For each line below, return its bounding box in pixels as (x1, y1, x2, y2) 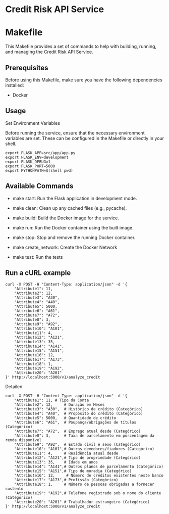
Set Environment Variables (5, 120, 61, 126)
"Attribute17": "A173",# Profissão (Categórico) (14, 478, 119, 483)
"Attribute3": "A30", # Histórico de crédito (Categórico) (14, 407, 143, 412)
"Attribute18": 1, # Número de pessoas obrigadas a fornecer (14, 482, 155, 487)
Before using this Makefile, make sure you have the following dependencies (5, 77, 162, 83)
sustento (5, 486, 24, 491)
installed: (5, 82, 24, 88)
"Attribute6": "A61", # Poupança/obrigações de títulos (14, 420, 137, 425)
